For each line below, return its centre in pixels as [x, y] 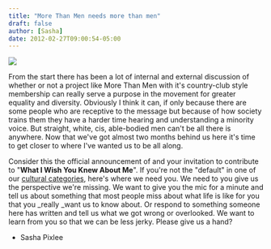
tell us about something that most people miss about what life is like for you [134, 196]
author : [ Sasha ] [36, 31]
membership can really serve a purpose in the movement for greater [122, 94]
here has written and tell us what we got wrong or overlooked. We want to [131, 213]
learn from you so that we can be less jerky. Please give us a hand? [121, 222]
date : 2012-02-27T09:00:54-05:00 [65, 39]
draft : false [30, 24]
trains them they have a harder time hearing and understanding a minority [131, 120]
